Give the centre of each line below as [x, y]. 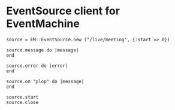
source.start [22, 97]
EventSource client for [63, 11]
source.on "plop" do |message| [45, 81]
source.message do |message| [43, 50]
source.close [22, 102]
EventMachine [43, 24]
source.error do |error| [37, 66]
